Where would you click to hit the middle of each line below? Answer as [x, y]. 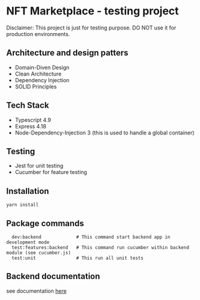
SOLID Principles [36, 86]
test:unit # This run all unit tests [78, 258]
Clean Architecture [38, 74]
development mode [28, 242]
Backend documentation [53, 276]
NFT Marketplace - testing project [92, 11]
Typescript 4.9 [33, 120]
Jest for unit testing [39, 166]
